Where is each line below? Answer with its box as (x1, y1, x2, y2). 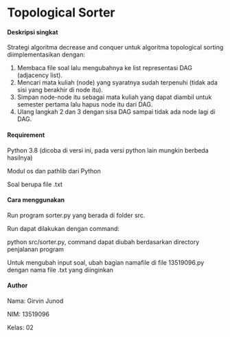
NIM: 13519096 (7, 310, 50, 318)
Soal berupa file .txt (7, 180, 63, 188)
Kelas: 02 (7, 323, 34, 331)
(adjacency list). (16, 71, 63, 80)
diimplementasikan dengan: (7, 50, 86, 59)
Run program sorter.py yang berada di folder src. (7, 211, 146, 219)
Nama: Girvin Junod (7, 297, 64, 305)
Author (7, 281, 28, 290)
